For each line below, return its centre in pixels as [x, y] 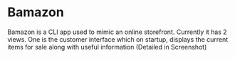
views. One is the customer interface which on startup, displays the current [118, 39]
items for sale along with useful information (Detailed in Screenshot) [107, 47]
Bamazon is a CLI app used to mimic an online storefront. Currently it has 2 [117, 32]
